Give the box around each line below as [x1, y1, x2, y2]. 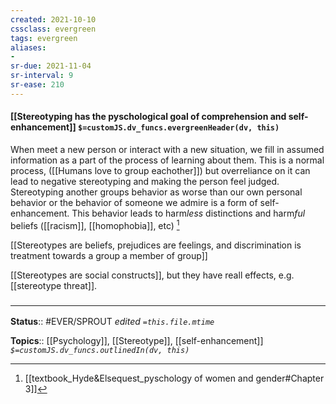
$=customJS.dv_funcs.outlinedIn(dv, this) [10, 345, 190, 355]
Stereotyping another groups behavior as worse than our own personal [10, 186, 303, 198]
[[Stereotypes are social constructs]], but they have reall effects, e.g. [10, 269, 295, 281]
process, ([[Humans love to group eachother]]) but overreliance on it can [10, 164, 311, 176]
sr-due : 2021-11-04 [10, 61, 92, 71]
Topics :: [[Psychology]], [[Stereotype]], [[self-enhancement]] [10, 334, 264, 346]
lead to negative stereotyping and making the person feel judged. [10, 175, 280, 187]
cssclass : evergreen [10, 24, 97, 34]
